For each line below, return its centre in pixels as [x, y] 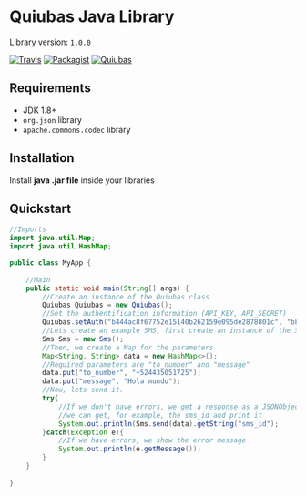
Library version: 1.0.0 [50, 42]
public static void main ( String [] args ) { [107, 288]
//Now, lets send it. [83, 390]
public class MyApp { [51, 263]
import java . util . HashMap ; [61, 247]
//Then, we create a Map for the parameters [128, 348]
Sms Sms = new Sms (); [83, 339]
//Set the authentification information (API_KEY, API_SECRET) [164, 314]
